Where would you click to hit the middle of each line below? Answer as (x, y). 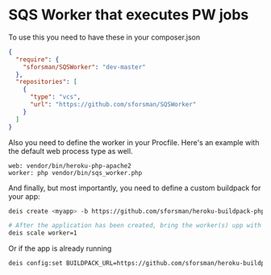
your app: (24, 196)
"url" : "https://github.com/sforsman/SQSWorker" (113, 105)
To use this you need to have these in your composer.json (104, 37)
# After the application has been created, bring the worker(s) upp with (135, 226)
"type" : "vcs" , (55, 97)
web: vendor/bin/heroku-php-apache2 (70, 166)
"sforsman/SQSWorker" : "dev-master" (85, 67)
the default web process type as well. (71, 151)
